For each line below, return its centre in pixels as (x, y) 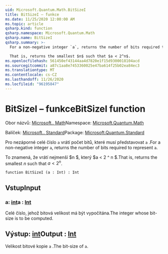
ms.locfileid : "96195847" (32, 84)
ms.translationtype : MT (30, 70)
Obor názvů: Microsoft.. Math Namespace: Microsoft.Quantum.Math (74, 123)
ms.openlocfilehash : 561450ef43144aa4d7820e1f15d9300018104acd (72, 61)
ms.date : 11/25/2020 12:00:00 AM (40, 19)
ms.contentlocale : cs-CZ (31, 75)
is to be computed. (34, 218)
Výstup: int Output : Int (41, 234)
